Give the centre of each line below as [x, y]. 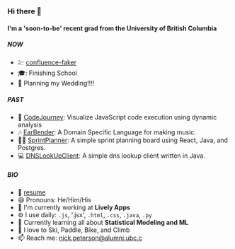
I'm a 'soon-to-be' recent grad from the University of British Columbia [112, 28]
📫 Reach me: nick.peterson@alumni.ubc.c [80, 238]
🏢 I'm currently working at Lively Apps [74, 207]
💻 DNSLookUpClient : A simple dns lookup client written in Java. [111, 156]
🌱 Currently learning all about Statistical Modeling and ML [103, 223]
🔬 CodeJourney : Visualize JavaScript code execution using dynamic [117, 117]
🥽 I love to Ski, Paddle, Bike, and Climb [74, 230]
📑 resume [31, 192]
